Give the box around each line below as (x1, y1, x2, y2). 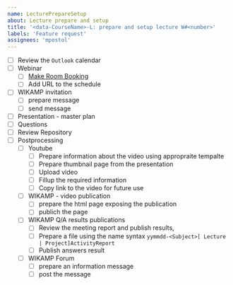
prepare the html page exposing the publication (38, 199, 177, 209)
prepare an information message (38, 262, 134, 270)
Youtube (28, 144, 53, 152)
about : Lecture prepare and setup (7, 17, 109, 24)
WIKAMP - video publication (28, 192, 111, 200)
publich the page (38, 208, 88, 216)
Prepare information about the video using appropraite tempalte (38, 151, 225, 160)
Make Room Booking (28, 72, 89, 81)
